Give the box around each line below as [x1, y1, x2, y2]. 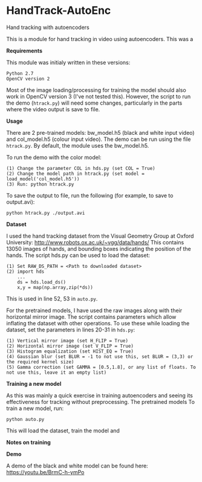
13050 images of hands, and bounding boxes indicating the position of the [6, 245, 192, 252]
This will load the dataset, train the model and [6, 427, 120, 434]
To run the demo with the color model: [6, 154, 102, 161]
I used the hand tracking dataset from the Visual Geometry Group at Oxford [6, 232, 194, 239]
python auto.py [6, 416, 45, 422]
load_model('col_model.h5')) [6, 176, 80, 182]
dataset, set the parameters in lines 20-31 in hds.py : [6, 326, 135, 333]
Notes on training [6, 438, 51, 446]
